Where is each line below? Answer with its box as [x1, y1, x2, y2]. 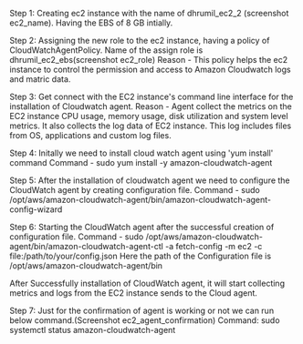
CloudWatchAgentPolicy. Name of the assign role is [9, 45, 204, 56]
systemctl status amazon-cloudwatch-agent [9, 325, 176, 335]
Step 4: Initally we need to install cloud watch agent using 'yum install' [9, 147, 274, 158]
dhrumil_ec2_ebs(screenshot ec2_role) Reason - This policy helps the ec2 [9, 55, 288, 65]
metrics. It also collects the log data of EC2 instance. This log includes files [9, 120, 292, 131]
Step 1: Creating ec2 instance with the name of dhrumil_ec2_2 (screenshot [9, 8, 289, 18]
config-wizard [9, 204, 63, 215]
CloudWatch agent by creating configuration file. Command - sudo [9, 185, 260, 195]
